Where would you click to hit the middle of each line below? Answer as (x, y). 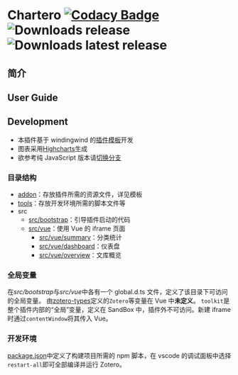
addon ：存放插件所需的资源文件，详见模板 (80, 194)
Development (38, 122)
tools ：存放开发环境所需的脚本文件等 (71, 203)
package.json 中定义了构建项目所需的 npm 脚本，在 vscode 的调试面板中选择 (119, 355)
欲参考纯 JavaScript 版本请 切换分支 (69, 157)
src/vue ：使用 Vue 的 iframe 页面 (77, 229)
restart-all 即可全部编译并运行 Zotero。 (66, 364)
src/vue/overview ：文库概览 (80, 255)
